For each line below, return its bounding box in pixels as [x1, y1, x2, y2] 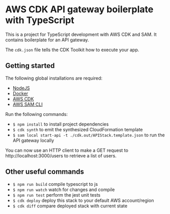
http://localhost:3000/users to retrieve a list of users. [5, 152, 117, 159]
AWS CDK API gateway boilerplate [5, 4, 154, 15]
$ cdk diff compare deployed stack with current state [12, 203, 128, 209]
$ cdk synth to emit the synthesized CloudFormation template [12, 126, 143, 132]
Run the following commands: [5, 111, 68, 117]
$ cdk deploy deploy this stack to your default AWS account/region [12, 197, 154, 203]
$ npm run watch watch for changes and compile [12, 186, 115, 193]
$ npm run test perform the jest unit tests [12, 192, 101, 198]
